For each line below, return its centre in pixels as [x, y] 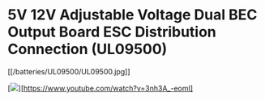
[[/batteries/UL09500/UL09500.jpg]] [69, 71]
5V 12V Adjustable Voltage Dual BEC [132, 15]
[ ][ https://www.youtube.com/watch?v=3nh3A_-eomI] [100, 88]
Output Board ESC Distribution [112, 32]
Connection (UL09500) [88, 49]
